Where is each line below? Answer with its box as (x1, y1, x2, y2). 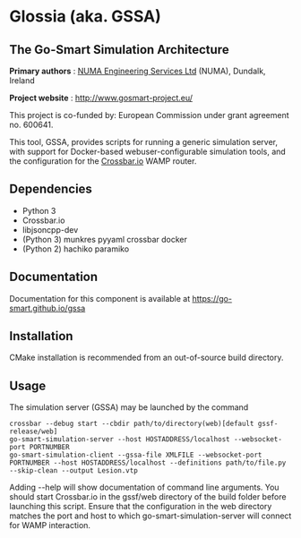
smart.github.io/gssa (9, 303, 86, 313)
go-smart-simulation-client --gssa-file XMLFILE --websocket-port (9, 450, 262, 460)
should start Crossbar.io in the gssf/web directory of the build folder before (9, 491, 287, 502)
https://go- (192, 293, 233, 303)
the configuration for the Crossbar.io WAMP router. (9, 156, 197, 167)
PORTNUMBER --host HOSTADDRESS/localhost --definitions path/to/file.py (9, 458, 287, 467)
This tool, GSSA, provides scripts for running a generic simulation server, (9, 137, 278, 147)
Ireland (9, 75, 36, 86)
